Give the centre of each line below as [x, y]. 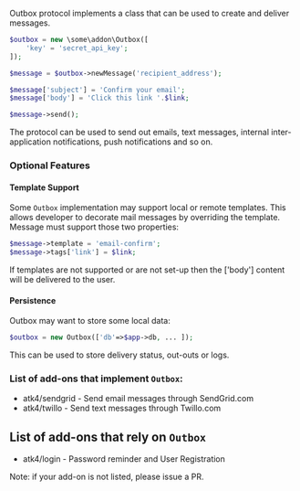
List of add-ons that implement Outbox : [97, 379]
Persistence [33, 300]
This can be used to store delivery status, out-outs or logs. [119, 355]
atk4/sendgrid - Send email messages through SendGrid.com [138, 399]
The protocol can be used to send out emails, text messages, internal [140, 133]
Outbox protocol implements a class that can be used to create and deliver [150, 13]
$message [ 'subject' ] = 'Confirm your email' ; [97, 90]
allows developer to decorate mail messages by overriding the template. [145, 218]
